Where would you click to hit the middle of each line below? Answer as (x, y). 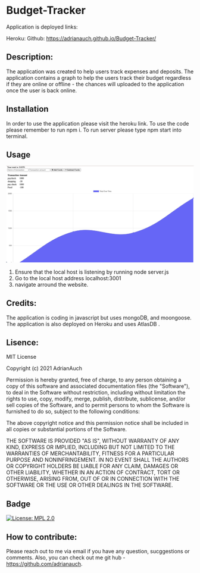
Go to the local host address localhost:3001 (68, 278)
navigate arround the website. (51, 284)
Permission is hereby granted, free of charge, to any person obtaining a (94, 380)
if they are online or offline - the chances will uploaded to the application (95, 84)
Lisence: (22, 342)
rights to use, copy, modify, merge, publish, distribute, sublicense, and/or (96, 399)
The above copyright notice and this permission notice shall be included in (97, 423)
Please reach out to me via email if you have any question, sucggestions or (98, 551)
